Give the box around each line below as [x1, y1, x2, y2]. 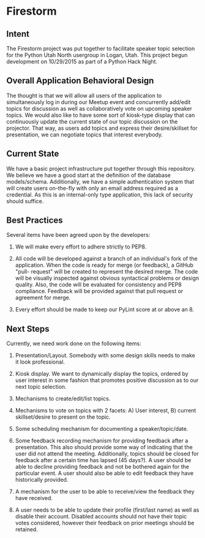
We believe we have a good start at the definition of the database [6, 171, 171, 179]
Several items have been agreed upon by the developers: [6, 231, 151, 239]
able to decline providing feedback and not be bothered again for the [15, 463, 190, 471]
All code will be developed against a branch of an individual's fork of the [15, 255, 198, 263]
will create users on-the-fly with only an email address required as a [6, 184, 179, 192]
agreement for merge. [15, 294, 71, 301]
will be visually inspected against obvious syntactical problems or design [15, 274, 199, 282]
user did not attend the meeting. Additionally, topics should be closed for [15, 450, 199, 457]
